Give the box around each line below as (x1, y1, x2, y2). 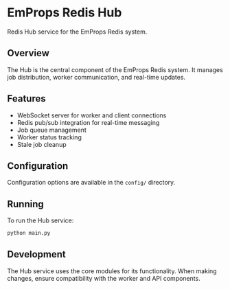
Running (7, 198, 45, 210)
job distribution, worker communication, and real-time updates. (7, 73, 186, 81)
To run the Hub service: (7, 216, 74, 224)
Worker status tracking (16, 132, 82, 141)
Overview (7, 47, 50, 59)
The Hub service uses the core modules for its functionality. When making (7, 266, 218, 275)
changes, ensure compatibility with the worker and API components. (7, 274, 200, 282)
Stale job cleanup (16, 140, 67, 148)
